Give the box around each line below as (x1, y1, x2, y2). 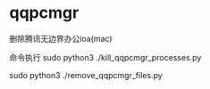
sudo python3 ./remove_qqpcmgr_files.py (9, 69, 163, 80)
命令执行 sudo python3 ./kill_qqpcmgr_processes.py (9, 52, 202, 62)
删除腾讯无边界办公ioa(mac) (9, 33, 113, 44)
